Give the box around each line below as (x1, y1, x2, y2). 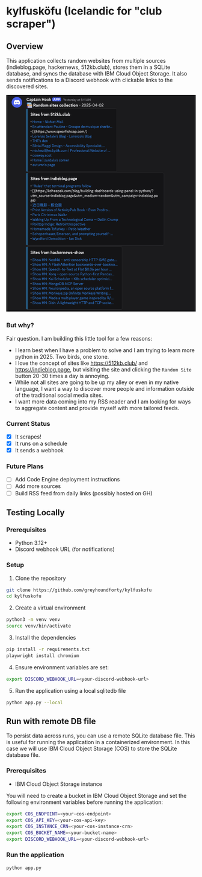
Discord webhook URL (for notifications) (14, 545, 115, 553)
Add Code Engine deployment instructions (14, 476, 120, 483)
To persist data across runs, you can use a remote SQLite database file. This (6, 732, 195, 739)
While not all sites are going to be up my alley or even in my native (14, 379, 179, 386)
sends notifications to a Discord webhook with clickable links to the (6, 77, 173, 83)
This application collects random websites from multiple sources (6, 57, 167, 64)
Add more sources (14, 483, 61, 490)
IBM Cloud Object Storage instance (14, 780, 103, 788)
